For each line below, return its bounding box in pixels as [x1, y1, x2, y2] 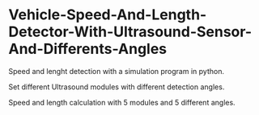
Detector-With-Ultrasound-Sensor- [8, 23, 253, 41]
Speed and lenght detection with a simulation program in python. [8, 66, 225, 76]
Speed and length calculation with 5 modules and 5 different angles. [8, 97, 236, 107]
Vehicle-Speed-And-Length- [8, 6, 207, 24]
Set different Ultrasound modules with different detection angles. [8, 82, 225, 92]
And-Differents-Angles [8, 40, 168, 58]
